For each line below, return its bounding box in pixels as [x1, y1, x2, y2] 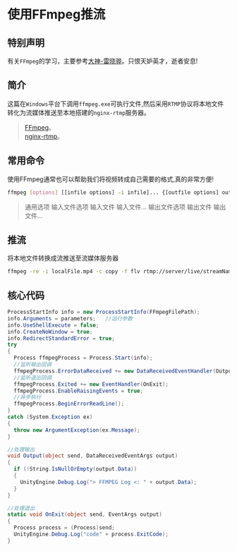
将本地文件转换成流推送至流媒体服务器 [7, 254, 119, 262]
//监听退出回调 [13, 374, 51, 381]
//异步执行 [13, 394, 42, 401]
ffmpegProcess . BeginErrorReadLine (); [13, 400, 125, 408]
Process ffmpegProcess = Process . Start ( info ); [13, 354, 153, 362]
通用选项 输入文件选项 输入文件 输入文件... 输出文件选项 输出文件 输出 [24, 202, 226, 211]
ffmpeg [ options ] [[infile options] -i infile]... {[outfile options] [7, 188, 219, 196]
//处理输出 [7, 446, 35, 453]
